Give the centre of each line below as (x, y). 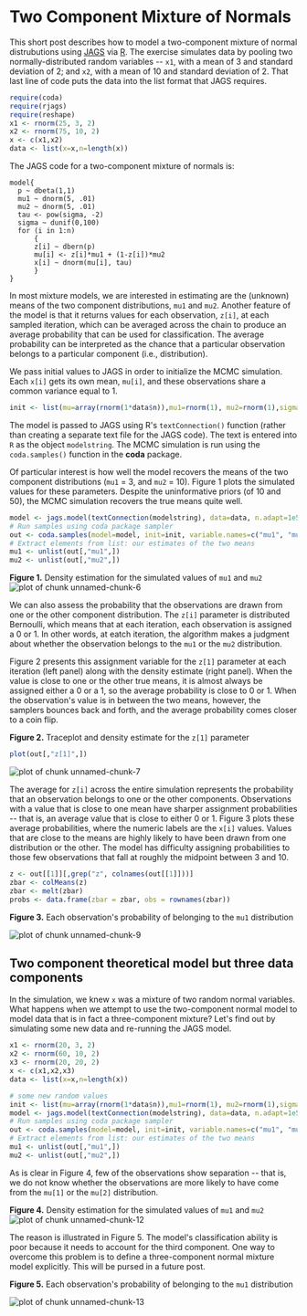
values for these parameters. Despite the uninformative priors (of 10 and (145, 491)
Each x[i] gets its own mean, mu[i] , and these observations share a (138, 382)
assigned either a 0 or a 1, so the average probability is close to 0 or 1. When (153, 690)
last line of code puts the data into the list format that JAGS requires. (138, 80)
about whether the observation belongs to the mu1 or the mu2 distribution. (146, 644)
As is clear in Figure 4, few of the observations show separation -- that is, (148, 1173)
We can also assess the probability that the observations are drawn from (146, 605)
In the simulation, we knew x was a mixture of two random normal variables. (152, 1000)
